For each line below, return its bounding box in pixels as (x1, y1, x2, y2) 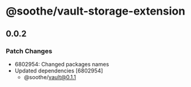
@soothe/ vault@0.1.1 (23, 73, 76, 80)
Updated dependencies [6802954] (14, 67, 103, 74)
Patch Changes (6, 47, 53, 55)
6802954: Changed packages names (14, 60, 109, 68)
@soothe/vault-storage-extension (6, 4, 185, 18)
